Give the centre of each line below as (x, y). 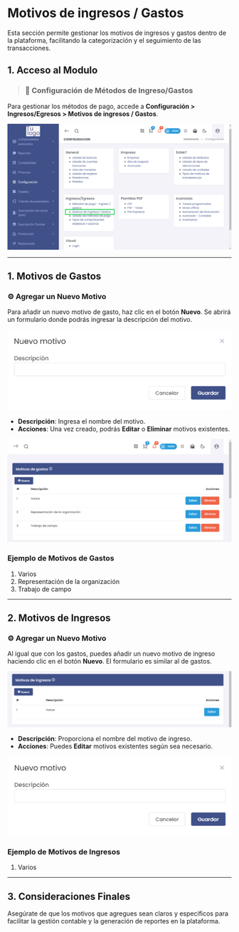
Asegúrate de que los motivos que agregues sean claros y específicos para (118, 913)
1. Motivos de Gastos (54, 277)
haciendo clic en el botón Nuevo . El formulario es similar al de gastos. (110, 661)
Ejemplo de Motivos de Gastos (61, 558)
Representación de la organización (68, 581)
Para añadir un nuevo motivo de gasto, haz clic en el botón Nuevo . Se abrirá (119, 312)
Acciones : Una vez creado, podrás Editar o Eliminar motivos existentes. (124, 429)
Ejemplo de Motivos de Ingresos (64, 852)
